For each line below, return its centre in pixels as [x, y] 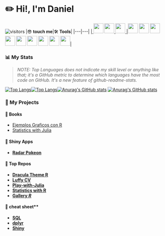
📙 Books [14, 114]
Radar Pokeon [27, 152]
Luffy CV [21, 180]
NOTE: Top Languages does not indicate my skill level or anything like [88, 70]
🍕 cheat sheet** [22, 207]
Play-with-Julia [28, 185]
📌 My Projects [22, 102]
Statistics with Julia [32, 130]
